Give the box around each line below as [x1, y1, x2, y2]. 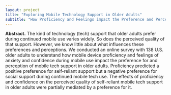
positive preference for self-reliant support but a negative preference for [5, 68, 157, 74]
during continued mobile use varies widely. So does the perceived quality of [5, 36, 165, 42]
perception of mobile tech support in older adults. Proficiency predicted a [5, 63, 159, 69]
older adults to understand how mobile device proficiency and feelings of [5, 52, 159, 58]
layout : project [5, 7, 40, 13]
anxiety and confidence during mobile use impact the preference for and [5, 58, 158, 64]
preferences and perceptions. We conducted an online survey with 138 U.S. [5, 46, 164, 53]
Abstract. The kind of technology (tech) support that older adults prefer [5, 31, 156, 37]
